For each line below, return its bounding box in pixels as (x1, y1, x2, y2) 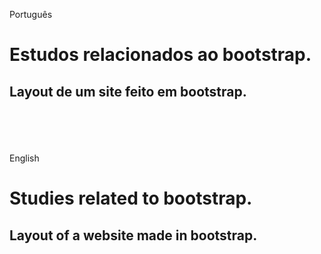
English (9, 152, 40, 164)
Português (9, 9, 53, 20)
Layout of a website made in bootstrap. (9, 227, 258, 244)
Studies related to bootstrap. (9, 187, 253, 210)
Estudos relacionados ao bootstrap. (9, 44, 312, 66)
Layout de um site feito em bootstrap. (9, 83, 247, 100)
